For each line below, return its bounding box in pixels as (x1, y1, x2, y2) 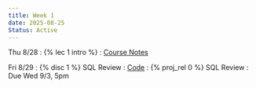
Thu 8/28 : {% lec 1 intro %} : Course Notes (8, 48, 148, 57)
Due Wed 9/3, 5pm (8, 71, 69, 81)
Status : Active (8, 26, 58, 34)
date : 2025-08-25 (8, 19, 65, 27)
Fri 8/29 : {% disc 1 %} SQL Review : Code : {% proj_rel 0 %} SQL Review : (8, 63, 249, 72)
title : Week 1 (8, 11, 55, 20)
